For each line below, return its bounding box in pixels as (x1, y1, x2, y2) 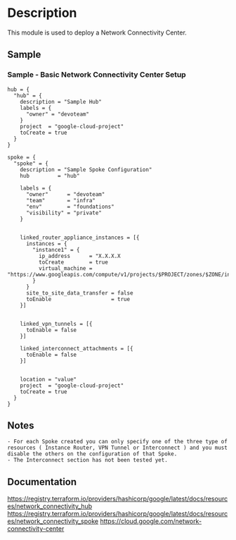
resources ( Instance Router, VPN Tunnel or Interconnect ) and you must (7, 444, 228, 452)
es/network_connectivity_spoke (7, 517, 99, 526)
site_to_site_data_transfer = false (25, 289, 133, 297)
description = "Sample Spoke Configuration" (20, 166, 152, 173)
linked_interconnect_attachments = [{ (20, 345, 133, 352)
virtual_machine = (38, 264, 93, 272)
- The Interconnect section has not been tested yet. (7, 457, 169, 464)
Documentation (7, 476, 77, 488)
